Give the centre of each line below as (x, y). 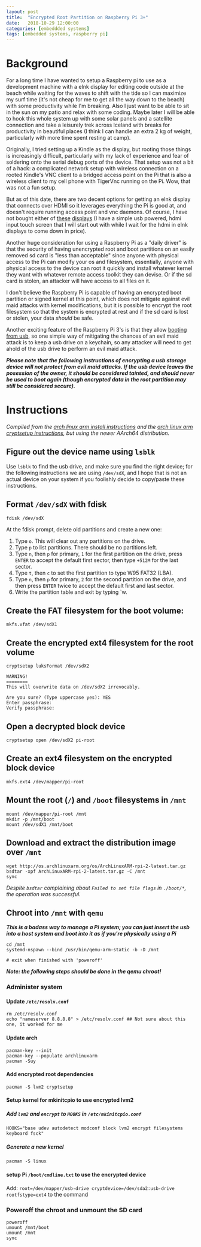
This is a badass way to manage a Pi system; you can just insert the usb (98, 927)
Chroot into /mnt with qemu (55, 913)
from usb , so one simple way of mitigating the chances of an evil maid (92, 336)
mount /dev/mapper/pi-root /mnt (46, 814)
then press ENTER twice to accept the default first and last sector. (95, 585)
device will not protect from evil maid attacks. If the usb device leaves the (100, 367)
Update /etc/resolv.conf (38, 1001)
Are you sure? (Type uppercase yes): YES (59, 698)
